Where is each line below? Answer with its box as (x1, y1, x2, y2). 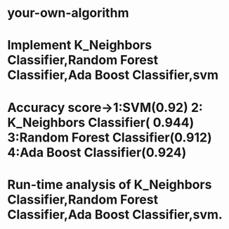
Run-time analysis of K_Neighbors (7, 176, 212, 192)
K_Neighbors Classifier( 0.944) (7, 114, 195, 130)
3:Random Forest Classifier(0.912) (7, 129, 212, 145)
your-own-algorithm (7, 5, 129, 21)
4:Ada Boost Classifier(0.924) (7, 144, 187, 160)
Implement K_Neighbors (7, 37, 152, 54)
